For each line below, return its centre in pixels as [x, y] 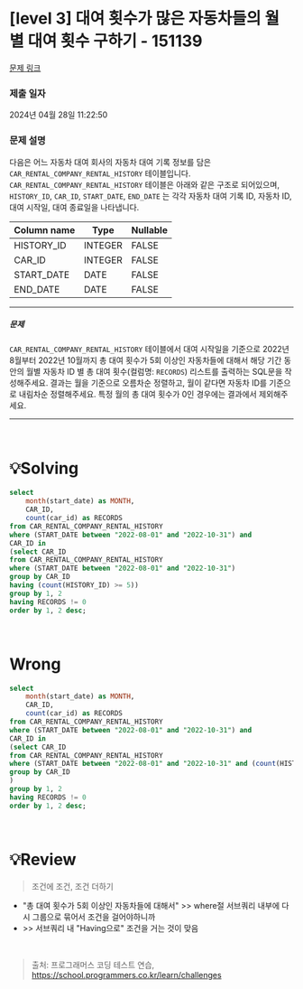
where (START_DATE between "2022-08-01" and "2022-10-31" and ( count [143, 764]
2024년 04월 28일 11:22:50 [59, 115]
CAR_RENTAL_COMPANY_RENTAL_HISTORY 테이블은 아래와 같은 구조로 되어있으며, [144, 184]
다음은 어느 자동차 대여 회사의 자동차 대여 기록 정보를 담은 [110, 162]
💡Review [43, 859]
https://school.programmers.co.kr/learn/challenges [127, 975]
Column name [45, 229]
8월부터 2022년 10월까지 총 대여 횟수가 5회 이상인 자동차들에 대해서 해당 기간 [146, 360]
